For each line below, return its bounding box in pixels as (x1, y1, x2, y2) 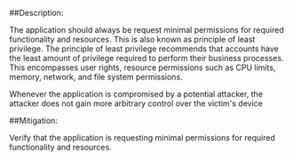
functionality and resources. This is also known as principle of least (9, 34, 256, 44)
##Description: (9, 8, 64, 18)
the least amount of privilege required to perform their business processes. (9, 53, 284, 63)
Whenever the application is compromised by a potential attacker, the (9, 88, 264, 99)
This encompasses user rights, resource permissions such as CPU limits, (9, 62, 276, 73)
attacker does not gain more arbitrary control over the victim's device (9, 98, 264, 109)
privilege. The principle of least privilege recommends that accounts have (9, 43, 280, 54)
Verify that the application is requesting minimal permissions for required (9, 133, 275, 142)
